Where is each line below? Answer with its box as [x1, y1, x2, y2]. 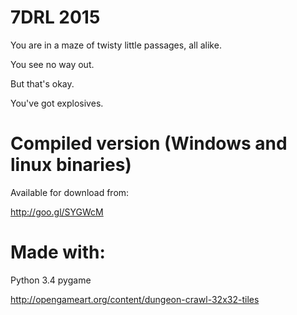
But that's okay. [10, 77, 75, 90]
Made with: [10, 241, 106, 264]
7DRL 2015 [10, 6, 101, 29]
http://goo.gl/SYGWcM [10, 206, 104, 218]
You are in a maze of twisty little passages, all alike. [10, 39, 222, 51]
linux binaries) [10, 154, 132, 176]
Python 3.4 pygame [10, 274, 92, 286]
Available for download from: [10, 186, 130, 198]
